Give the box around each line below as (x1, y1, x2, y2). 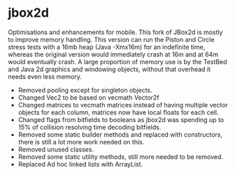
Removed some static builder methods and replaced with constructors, (17, 130, 223, 139)
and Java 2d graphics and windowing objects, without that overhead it (8, 65, 211, 73)
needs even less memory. (8, 72, 83, 81)
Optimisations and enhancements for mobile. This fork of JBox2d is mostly (8, 28, 223, 36)
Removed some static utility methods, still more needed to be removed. (17, 152, 223, 161)
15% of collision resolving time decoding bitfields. (17, 123, 162, 131)
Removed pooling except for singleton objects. (17, 86, 152, 94)
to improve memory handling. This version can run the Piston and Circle (8, 35, 215, 43)
